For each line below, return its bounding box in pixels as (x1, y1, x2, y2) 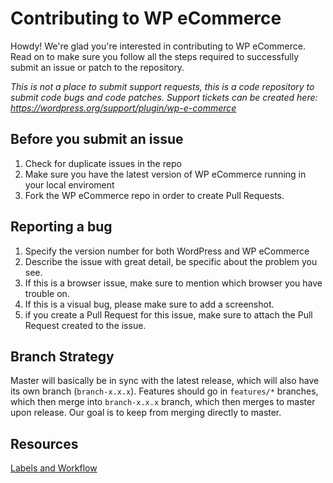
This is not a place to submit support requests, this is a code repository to (10, 80, 315, 92)
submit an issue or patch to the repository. (10, 61, 185, 73)
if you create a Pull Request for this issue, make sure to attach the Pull (24, 308, 313, 321)
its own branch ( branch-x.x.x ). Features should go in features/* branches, (10, 385, 319, 397)
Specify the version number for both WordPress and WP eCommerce (24, 245, 310, 257)
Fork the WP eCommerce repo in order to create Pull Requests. (24, 189, 285, 201)
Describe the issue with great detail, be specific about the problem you (24, 255, 318, 267)
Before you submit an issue (10, 131, 184, 148)
